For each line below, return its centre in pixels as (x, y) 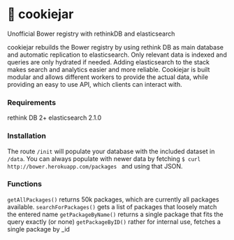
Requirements (32, 102)
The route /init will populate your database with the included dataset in (111, 151)
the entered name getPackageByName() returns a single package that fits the (115, 214)
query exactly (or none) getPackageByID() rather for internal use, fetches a (114, 221)
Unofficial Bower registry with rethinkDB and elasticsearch (91, 34)
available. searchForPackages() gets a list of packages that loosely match (112, 206)
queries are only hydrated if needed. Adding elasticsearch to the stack (108, 62)
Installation (27, 136)
